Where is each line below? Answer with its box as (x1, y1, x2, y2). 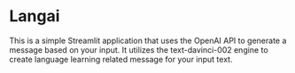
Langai (9, 6, 60, 26)
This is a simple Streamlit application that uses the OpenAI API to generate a (9, 35, 287, 46)
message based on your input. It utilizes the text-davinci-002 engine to (9, 44, 268, 55)
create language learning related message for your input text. (9, 54, 233, 64)
